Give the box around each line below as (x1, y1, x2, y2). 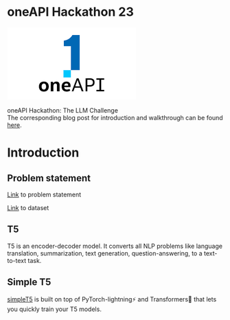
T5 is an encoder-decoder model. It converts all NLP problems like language (7, 242, 223, 250)
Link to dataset (7, 203, 49, 212)
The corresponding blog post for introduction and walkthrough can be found (7, 113, 223, 122)
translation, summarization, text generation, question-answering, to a (7, 249, 203, 258)
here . (7, 121, 22, 129)
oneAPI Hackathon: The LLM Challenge (7, 106, 119, 114)
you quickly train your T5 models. (7, 305, 102, 313)
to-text (7, 256, 27, 264)
